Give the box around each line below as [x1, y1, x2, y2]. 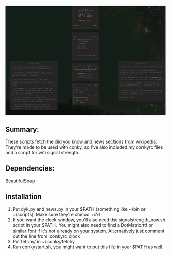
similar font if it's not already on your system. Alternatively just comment [12, 228, 165, 234]
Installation [5, 192, 42, 201]
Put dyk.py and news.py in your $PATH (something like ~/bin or [12, 206, 146, 212]
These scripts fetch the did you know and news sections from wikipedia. [5, 138, 157, 145]
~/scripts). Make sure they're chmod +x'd [12, 211, 100, 217]
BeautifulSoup [5, 178, 35, 184]
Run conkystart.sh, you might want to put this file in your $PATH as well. [12, 244, 164, 250]
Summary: [5, 125, 39, 134]
